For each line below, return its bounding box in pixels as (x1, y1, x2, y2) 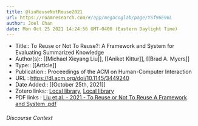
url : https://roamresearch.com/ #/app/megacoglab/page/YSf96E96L (6, 15, 172, 21)
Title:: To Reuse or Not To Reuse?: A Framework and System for (15, 42, 175, 50)
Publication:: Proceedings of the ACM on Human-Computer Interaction (15, 68, 193, 76)
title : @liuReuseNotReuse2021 (6, 8, 83, 15)
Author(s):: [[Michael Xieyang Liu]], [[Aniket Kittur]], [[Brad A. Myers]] (15, 55, 190, 62)
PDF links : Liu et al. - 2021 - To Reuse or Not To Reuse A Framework (15, 94, 187, 101)
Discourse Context (6, 114, 53, 121)
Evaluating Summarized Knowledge (15, 49, 104, 56)
